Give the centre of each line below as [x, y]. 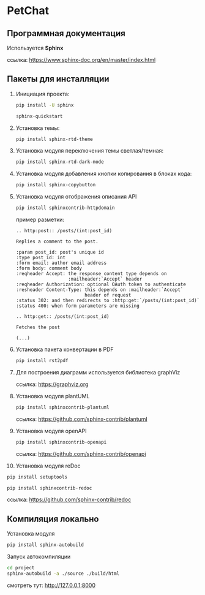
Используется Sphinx [35, 48]
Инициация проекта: [43, 94]
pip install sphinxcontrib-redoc [50, 488]
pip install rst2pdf [42, 361]
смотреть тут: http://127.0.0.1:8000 [51, 585]
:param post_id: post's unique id [60, 252]
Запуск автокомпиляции [39, 557]
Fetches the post [38, 328]
